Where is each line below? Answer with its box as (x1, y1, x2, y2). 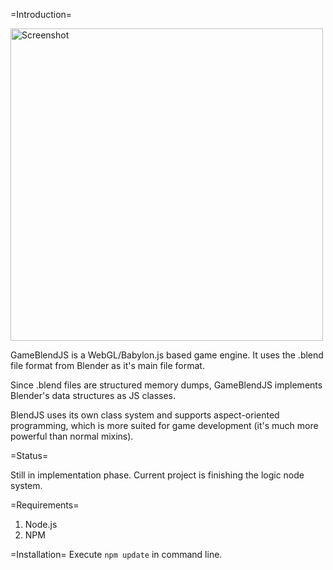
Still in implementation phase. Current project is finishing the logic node (10, 469, 305, 481)
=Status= (10, 450, 49, 461)
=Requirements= (10, 499, 80, 511)
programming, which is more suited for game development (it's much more (10, 420, 319, 431)
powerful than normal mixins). (10, 430, 134, 442)
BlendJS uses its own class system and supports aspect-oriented (10, 409, 280, 421)
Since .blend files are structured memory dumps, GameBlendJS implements (10, 379, 323, 391)
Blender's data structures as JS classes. (10, 390, 177, 401)
